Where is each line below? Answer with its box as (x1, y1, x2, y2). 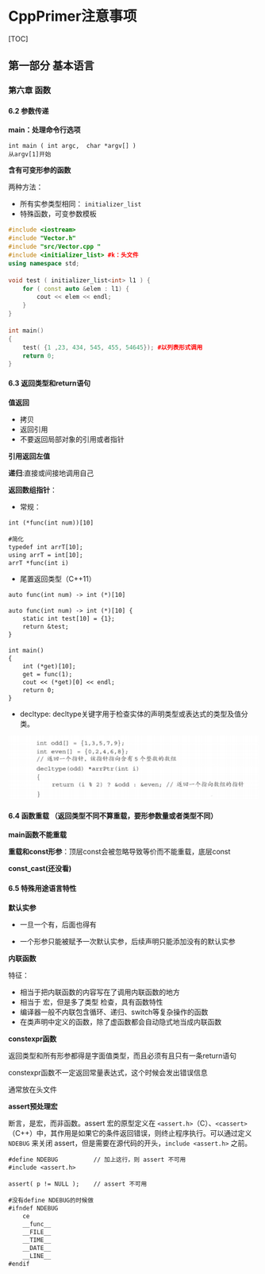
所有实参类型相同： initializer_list (19, 199, 142, 209)
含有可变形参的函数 (8, 165, 71, 175)
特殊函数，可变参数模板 (19, 209, 97, 219)
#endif (8, 1260, 30, 1268)
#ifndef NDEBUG (8, 1204, 59, 1212)
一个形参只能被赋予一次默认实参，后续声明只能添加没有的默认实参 (19, 936, 236, 946)
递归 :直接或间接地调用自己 (8, 468, 94, 478)
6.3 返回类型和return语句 (8, 378, 91, 388)
